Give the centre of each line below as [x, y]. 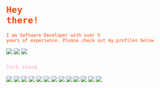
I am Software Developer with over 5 [53, 35]
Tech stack [22, 67]
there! [22, 21]
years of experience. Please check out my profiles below [80, 40]
